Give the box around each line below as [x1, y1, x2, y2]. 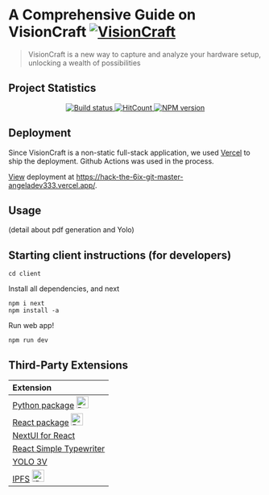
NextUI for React [12, 430, 76, 441]
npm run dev [8, 336, 48, 344]
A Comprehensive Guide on [8, 6, 197, 24]
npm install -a [8, 306, 60, 315]
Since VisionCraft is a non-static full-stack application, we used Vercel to [8, 148, 251, 157]
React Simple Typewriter [12, 443, 106, 454]
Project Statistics [8, 81, 97, 95]
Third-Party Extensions [8, 358, 129, 372]
